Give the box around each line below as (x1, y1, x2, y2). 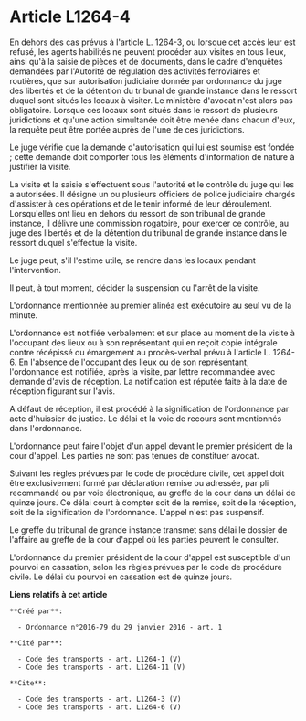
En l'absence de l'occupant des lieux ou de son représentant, (18, 356, 249, 367)
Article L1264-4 (9, 6, 131, 27)
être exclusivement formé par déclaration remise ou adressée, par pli (9, 477, 269, 488)
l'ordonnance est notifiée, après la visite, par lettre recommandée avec (9, 366, 276, 376)
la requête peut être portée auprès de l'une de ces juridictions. (9, 123, 245, 134)
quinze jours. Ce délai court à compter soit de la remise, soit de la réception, (9, 496, 297, 508)
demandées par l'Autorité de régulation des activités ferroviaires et (9, 66, 260, 77)
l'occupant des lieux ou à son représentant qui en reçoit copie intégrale (9, 336, 278, 348)
